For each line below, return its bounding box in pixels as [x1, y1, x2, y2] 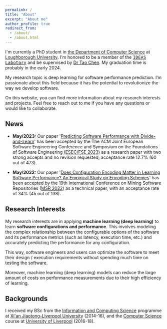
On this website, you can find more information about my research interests [5, 94, 161, 100]
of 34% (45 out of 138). [12, 190, 61, 196]
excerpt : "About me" [5, 16, 48, 21]
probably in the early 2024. [5, 64, 61, 70]
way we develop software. [5, 85, 59, 91]
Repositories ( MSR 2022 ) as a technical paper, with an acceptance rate [12, 185, 159, 191]
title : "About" [5, 12, 37, 17]
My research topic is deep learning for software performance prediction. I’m [5, 74, 162, 80]
